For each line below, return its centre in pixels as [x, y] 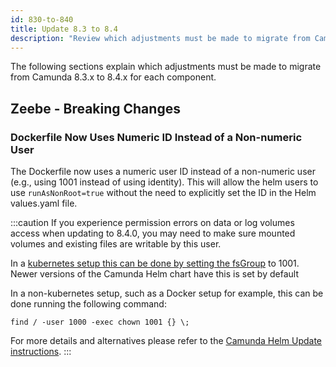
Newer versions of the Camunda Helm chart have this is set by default [154, 274]
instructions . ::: [41, 352]
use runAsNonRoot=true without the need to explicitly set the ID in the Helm [163, 193]
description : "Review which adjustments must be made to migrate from [160, 38]
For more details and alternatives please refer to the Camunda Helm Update [166, 341]
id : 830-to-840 [42, 19]
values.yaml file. [44, 203]
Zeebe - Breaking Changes [95, 108]
